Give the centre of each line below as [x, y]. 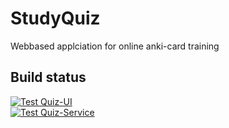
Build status [48, 77]
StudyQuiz [55, 18]
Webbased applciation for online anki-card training [115, 46]
